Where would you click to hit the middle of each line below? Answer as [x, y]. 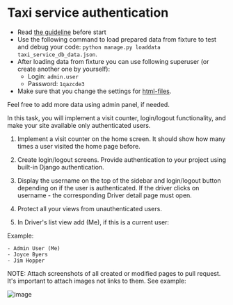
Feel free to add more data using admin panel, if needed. [89, 104]
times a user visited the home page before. [79, 146]
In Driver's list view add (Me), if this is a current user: [93, 222]
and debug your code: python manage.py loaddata [89, 47]
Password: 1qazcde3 [56, 83]
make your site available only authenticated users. [79, 125]
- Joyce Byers [28, 254]
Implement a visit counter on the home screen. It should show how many [121, 139]
